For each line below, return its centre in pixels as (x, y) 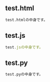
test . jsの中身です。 (24, 47)
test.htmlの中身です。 (26, 20)
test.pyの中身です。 (24, 74)
